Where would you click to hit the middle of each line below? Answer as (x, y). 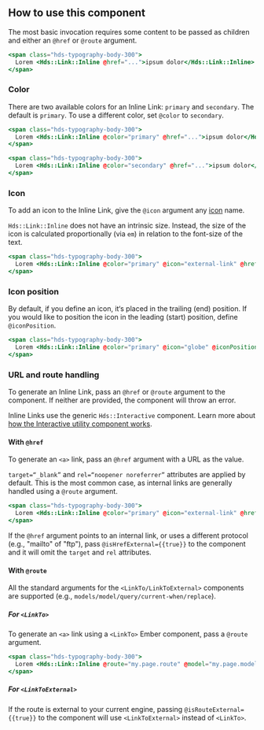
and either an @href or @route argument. (73, 40)
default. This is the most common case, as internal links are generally (120, 483)
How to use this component (77, 13)
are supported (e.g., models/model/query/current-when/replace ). (112, 596)
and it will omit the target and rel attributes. (80, 552)
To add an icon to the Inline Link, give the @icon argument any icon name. (126, 210)
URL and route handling (54, 375)
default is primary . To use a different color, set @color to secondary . (116, 115)
